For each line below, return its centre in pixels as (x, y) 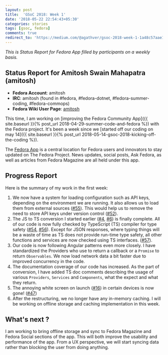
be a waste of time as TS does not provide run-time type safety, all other (87, 234)
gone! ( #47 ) (25, 293)
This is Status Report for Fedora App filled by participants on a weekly (78, 52)
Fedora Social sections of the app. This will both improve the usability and (81, 337)
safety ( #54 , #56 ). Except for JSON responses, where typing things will (86, 229)
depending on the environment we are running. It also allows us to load (85, 202)
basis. (11, 57)
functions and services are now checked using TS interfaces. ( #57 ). (82, 240)
